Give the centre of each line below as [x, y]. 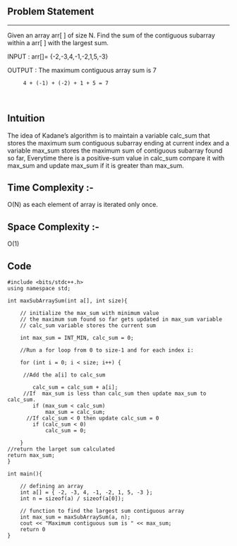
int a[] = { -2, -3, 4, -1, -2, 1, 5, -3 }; [86, 493]
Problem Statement [51, 12]
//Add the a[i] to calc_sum [64, 375]
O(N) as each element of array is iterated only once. [83, 205]
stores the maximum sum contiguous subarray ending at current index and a [118, 143]
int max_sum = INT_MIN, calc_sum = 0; [77, 338]
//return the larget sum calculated [61, 449]
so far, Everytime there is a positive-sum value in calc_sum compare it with [116, 158]
